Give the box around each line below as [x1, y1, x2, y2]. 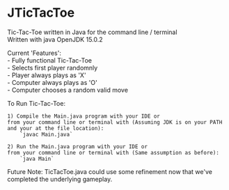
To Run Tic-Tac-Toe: [7, 99, 66, 107]
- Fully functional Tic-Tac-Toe [7, 56, 93, 64]
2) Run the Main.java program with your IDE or [7, 143, 148, 150]
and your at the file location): [7, 125, 104, 132]
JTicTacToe [7, 5, 75, 21]
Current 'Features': [7, 49, 61, 57]
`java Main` [19, 155, 54, 162]
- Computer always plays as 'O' [7, 78, 97, 86]
